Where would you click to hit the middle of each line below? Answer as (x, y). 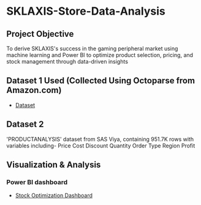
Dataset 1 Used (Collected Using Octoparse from (100, 81)
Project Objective (40, 34)
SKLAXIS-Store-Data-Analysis (86, 11)
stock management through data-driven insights (67, 61)
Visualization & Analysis (54, 165)
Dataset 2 (25, 125)
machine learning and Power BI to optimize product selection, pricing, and (100, 55)
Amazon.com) (34, 90)
